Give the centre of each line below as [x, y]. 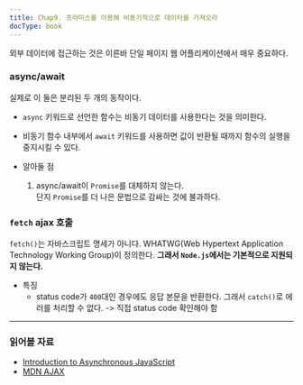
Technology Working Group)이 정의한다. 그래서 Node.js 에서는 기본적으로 [139, 255]
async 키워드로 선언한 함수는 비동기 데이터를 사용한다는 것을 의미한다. [144, 116]
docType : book [36, 26]
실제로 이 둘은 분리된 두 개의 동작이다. [75, 97]
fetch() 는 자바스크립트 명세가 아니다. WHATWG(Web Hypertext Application [147, 243]
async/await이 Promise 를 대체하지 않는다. [110, 185]
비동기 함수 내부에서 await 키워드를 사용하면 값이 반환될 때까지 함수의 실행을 [156, 135]
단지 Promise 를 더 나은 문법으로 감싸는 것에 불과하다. [128, 197]
